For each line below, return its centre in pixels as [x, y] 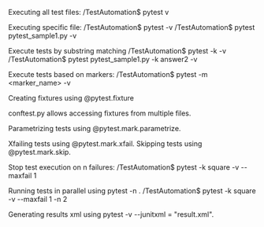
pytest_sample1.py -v [43, 36]
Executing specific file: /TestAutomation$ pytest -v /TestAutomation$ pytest [132, 27]
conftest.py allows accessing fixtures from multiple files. [100, 113]
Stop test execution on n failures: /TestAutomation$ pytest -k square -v [124, 167]
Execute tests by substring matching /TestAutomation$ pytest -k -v [117, 51]
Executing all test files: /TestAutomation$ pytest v [89, 12]
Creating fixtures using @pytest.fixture [71, 98]
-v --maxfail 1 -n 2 [38, 199]
